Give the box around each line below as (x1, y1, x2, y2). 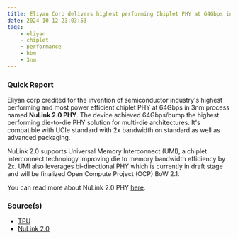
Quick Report (7, 79, 54, 89)
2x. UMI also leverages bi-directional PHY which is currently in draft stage (7, 162, 223, 170)
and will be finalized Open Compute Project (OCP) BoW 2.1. (7, 170, 180, 178)
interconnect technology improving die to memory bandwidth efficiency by (7, 155, 226, 163)
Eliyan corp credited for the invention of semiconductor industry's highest (7, 96, 223, 105)
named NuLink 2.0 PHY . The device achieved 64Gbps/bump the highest (7, 111, 220, 119)
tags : (7, 23, 23, 30)
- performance (20, 43, 62, 50)
